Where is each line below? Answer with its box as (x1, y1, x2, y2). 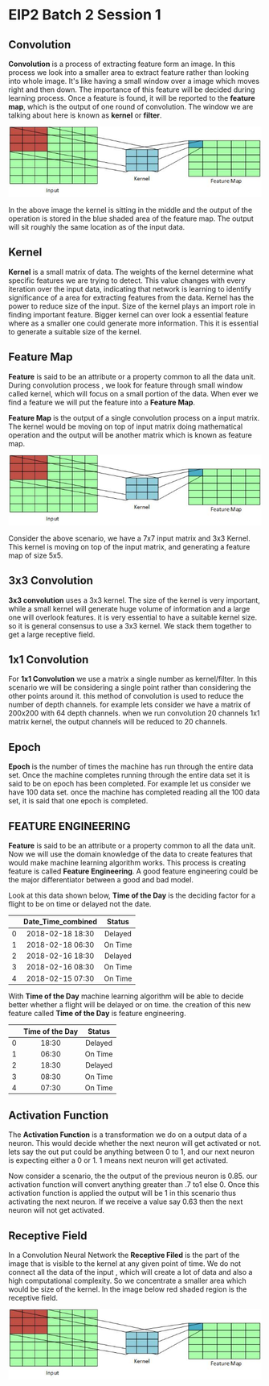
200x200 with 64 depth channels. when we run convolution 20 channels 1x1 (8, 708, 260, 718)
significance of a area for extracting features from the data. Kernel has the (8, 293, 255, 302)
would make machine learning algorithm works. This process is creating (8, 857, 247, 867)
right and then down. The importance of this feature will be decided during (8, 85, 255, 94)
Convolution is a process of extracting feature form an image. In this (8, 59, 235, 68)
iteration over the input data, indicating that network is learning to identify (8, 284, 251, 293)
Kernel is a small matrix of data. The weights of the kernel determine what (8, 267, 254, 276)
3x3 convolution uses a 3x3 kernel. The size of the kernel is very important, (8, 595, 261, 605)
